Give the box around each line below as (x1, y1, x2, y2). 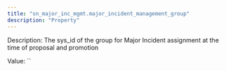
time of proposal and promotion (7, 43, 99, 52)
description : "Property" (7, 17, 80, 24)
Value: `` (7, 56, 32, 65)
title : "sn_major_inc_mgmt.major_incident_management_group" (7, 10, 190, 17)
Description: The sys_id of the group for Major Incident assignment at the (7, 35, 220, 44)
